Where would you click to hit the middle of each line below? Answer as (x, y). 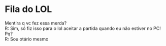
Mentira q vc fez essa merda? (36, 23)
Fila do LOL (28, 9)
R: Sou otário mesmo (27, 39)
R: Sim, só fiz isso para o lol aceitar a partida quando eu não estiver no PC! (83, 28)
